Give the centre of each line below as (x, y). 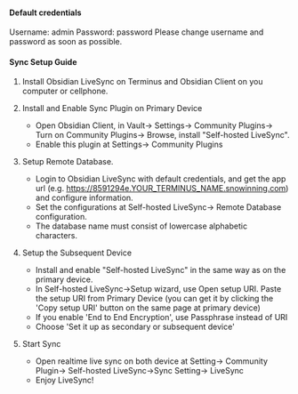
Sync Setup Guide (43, 61)
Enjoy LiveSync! (64, 380)
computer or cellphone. (65, 91)
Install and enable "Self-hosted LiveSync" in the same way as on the (161, 270)
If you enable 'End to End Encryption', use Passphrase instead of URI (161, 318)
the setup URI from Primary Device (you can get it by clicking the (154, 299)
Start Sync (41, 344)
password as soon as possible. (66, 42)
